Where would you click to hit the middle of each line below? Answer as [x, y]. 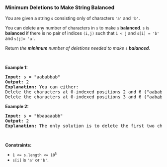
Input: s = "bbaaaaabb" [34, 116]
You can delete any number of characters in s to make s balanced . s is [77, 28]
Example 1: [17, 68]
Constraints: [18, 145]
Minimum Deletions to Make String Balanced [60, 7]
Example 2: [17, 107]
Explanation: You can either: [42, 87]
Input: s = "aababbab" [33, 77]
